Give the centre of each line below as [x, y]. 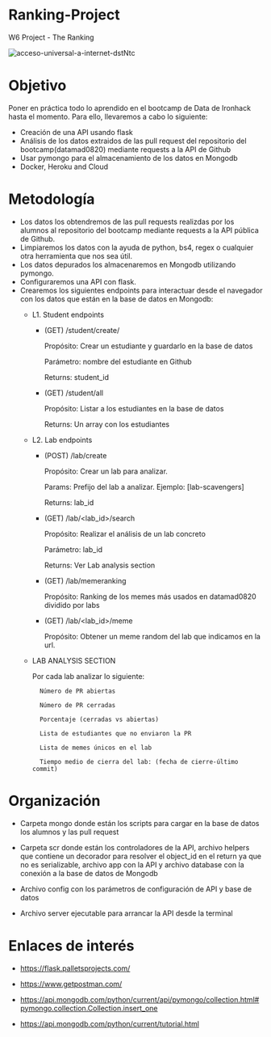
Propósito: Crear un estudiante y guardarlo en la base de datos [148, 346]
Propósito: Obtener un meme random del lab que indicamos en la [152, 636]
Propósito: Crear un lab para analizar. [106, 471]
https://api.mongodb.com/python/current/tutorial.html [110, 1023]
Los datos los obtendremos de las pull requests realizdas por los [127, 221]
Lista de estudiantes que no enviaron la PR [115, 733]
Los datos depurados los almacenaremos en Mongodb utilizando [128, 264]
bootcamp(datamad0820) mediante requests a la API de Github [125, 149]
